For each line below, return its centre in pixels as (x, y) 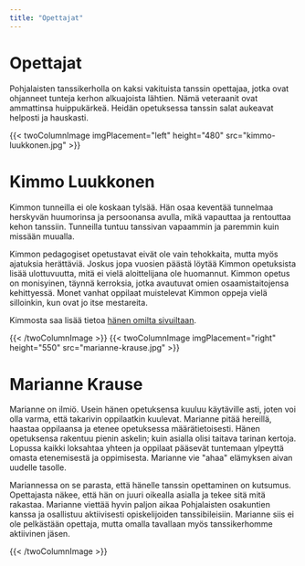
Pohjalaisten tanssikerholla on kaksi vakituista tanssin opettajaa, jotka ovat (149, 89)
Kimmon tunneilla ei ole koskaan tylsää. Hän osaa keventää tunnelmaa (142, 207)
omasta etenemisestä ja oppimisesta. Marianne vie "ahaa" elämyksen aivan (151, 458)
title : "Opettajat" (47, 18)
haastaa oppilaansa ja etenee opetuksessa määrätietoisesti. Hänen (135, 429)
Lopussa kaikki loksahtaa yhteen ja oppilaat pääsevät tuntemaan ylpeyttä (147, 448)
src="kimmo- (251, 135)
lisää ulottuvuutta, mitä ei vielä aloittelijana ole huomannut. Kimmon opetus (150, 273)
